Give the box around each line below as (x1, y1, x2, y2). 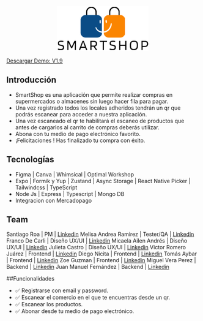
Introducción (6, 75, 57, 85)
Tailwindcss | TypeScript (15, 184, 78, 191)
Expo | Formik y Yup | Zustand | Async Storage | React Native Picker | (15, 177, 191, 184)
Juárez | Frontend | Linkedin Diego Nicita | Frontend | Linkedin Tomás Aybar (6, 250, 197, 257)
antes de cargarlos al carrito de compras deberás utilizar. (15, 123, 160, 131)
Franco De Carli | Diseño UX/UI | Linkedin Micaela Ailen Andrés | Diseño (6, 237, 188, 244)
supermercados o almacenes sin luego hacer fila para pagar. (15, 97, 169, 105)
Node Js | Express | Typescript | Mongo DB (15, 190, 125, 197)
